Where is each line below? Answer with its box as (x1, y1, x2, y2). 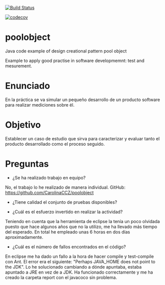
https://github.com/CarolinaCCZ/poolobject (5, 189, 94, 195)
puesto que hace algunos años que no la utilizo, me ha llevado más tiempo (5, 224, 158, 229)
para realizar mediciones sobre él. (5, 102, 75, 108)
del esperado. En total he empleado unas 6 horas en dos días (5, 228, 130, 235)
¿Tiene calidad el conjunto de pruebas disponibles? (12, 199, 117, 205)
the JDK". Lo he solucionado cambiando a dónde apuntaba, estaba (5, 264, 142, 270)
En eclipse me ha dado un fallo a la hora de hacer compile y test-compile (5, 253, 154, 259)
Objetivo (5, 119, 41, 131)
